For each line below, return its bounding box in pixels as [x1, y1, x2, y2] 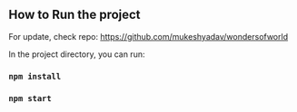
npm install [8, 71, 62, 81]
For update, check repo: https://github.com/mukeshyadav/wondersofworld [8, 31, 288, 42]
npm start [8, 93, 52, 103]
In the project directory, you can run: [8, 49, 145, 60]
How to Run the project [8, 7, 142, 23]
